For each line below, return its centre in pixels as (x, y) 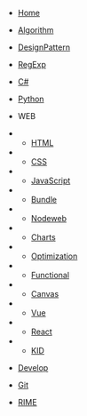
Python (31, 99)
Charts (43, 237)
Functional (50, 275)
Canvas (45, 294)
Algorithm (36, 30)
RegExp (32, 64)
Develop (33, 368)
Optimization (54, 256)
